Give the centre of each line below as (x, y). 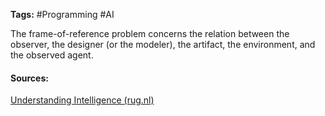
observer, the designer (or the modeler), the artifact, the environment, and (163, 44)
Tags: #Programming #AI (62, 14)
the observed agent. (52, 55)
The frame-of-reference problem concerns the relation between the (150, 33)
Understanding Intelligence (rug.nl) (82, 100)
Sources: (29, 78)
